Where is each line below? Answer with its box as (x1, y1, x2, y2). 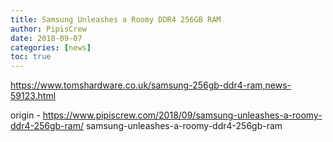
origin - (10, 109, 41, 121)
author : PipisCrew (10, 24, 87, 34)
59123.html (10, 90, 57, 102)
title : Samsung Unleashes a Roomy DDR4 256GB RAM (10, 14, 222, 25)
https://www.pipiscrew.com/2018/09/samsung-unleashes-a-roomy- (42, 109, 323, 121)
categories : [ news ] (10, 42, 92, 53)
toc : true (10, 52, 52, 62)
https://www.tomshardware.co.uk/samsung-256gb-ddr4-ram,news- (10, 79, 292, 91)
